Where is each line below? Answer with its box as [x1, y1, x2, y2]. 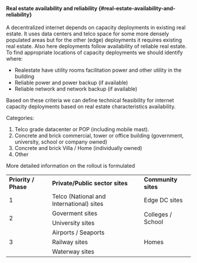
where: [6, 55, 23, 62]
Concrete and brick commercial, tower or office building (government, [14, 132, 184, 139]
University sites [52, 219, 95, 227]
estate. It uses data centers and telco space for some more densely [6, 30, 169, 38]
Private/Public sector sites [52, 179, 128, 188]
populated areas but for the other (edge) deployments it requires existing [6, 36, 182, 44]
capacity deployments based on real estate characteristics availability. [6, 103, 176, 110]
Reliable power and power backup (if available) [14, 79, 128, 86]
